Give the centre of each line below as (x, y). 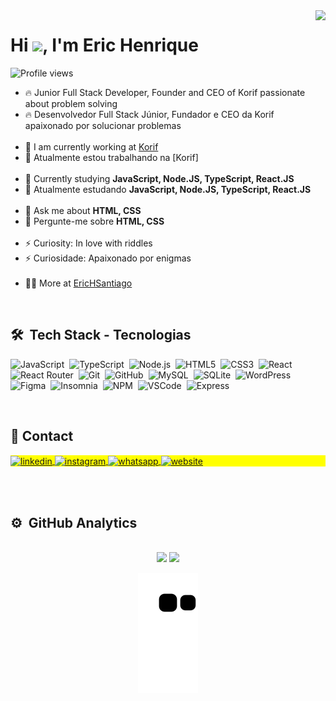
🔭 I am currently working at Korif (91, 146)
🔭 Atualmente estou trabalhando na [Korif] (111, 157)
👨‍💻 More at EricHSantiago (78, 283)
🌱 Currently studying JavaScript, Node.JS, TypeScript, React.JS (159, 178)
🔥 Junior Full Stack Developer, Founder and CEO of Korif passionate (165, 92)
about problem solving (71, 103)
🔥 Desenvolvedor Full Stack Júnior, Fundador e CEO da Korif (149, 114)
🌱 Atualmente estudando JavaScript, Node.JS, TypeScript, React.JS (168, 189)
